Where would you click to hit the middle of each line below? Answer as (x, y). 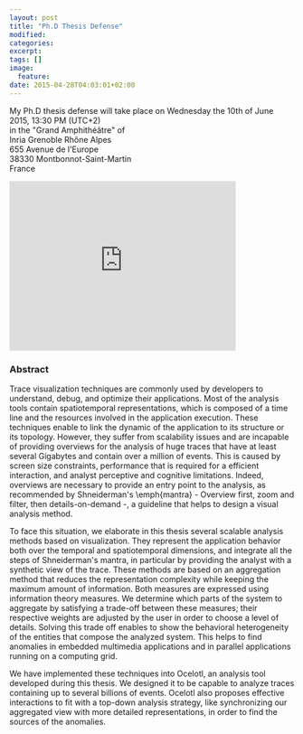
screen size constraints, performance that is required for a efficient (134, 466)
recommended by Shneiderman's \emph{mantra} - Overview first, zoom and (152, 494)
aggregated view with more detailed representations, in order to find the (143, 711)
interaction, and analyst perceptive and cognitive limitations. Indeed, (137, 475)
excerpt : (26, 52)
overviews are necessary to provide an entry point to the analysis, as (138, 485)
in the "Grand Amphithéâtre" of (67, 130)
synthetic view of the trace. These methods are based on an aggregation (145, 569)
